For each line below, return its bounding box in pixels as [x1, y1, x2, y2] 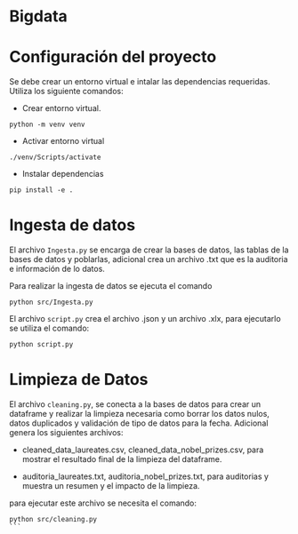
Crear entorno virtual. [21, 103, 101, 114]
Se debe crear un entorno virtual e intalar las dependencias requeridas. [9, 76, 271, 87]
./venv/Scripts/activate [9, 153, 101, 162]
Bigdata [9, 6, 68, 27]
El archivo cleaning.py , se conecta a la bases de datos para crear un [9, 399, 262, 410]
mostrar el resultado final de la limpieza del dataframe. [21, 454, 222, 464]
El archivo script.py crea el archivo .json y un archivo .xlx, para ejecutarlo [9, 314, 282, 324]
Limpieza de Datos [9, 370, 149, 390]
